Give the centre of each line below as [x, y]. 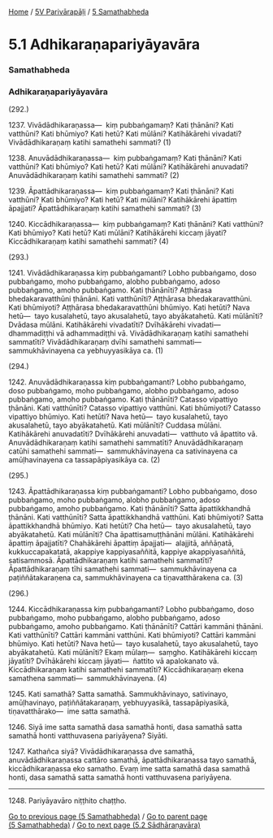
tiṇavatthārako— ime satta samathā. [69, 711]
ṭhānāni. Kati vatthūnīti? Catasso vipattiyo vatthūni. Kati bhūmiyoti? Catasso [135, 408]
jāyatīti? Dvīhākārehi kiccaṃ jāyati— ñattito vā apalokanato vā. [114, 661]
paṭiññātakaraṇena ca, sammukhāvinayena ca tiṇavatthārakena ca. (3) [126, 578]
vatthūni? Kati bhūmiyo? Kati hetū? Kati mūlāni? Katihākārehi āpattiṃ [123, 200]
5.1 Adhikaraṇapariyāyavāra [104, 45]
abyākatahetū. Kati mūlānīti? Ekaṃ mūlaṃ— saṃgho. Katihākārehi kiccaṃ [133, 653]
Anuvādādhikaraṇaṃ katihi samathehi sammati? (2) [94, 176]
